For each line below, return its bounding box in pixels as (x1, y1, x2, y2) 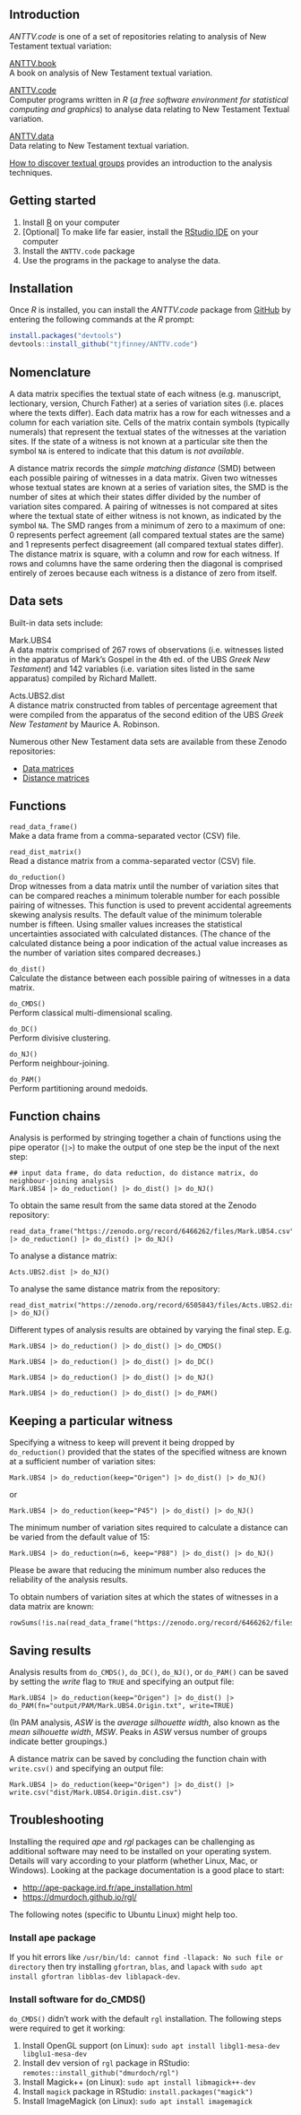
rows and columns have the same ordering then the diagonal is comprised (9, 558, 283, 568)
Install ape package (9, 1931, 97, 1944)
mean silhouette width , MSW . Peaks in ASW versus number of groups (9, 1727, 267, 1738)
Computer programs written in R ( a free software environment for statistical (9, 94, 288, 105)
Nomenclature (9, 365, 91, 380)
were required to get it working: (9, 2023, 125, 2033)
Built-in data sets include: (9, 617, 104, 628)
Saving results (9, 1643, 91, 1658)
